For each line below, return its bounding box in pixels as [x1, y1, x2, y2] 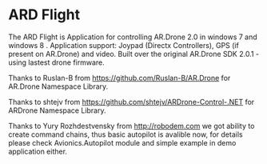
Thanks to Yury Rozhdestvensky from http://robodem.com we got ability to [8, 121, 255, 130]
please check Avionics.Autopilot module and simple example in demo [8, 138, 237, 147]
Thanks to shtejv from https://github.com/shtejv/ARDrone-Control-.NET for [8, 97, 255, 106]
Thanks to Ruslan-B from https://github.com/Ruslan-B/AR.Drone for [8, 73, 231, 82]
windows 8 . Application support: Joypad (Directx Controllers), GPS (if [8, 40, 240, 50]
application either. [8, 146, 68, 156]
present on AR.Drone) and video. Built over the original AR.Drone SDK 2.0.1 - [8, 49, 260, 58]
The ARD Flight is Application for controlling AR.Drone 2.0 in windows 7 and [8, 32, 257, 42]
